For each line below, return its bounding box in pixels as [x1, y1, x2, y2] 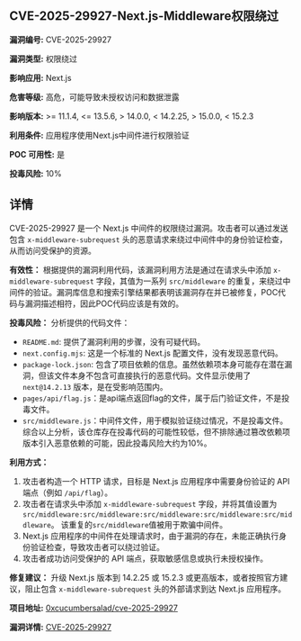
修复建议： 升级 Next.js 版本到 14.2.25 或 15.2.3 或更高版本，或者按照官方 [9, 572, 280, 582]
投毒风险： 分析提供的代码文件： [9, 317, 130, 328]
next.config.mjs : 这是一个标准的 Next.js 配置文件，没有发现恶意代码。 [22, 348, 283, 358]
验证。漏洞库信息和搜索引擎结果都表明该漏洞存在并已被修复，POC [32, 286, 279, 297]
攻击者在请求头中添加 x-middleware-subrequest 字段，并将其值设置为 [22, 498, 278, 509]
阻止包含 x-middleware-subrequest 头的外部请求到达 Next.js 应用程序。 [24, 583, 287, 594]
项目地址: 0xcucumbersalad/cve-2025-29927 [9, 602, 178, 613]
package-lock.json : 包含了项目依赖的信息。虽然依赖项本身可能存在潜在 [22, 358, 285, 369]
